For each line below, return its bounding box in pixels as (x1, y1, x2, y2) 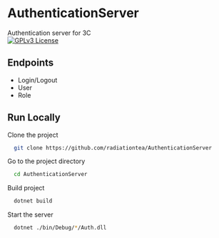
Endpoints (7, 57, 54, 69)
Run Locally (7, 112, 61, 124)
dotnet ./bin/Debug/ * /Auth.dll (14, 224, 107, 232)
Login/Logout (17, 76, 58, 84)
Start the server (7, 210, 54, 219)
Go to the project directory (7, 157, 86, 165)
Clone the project (7, 130, 58, 139)
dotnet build (14, 197, 53, 205)
